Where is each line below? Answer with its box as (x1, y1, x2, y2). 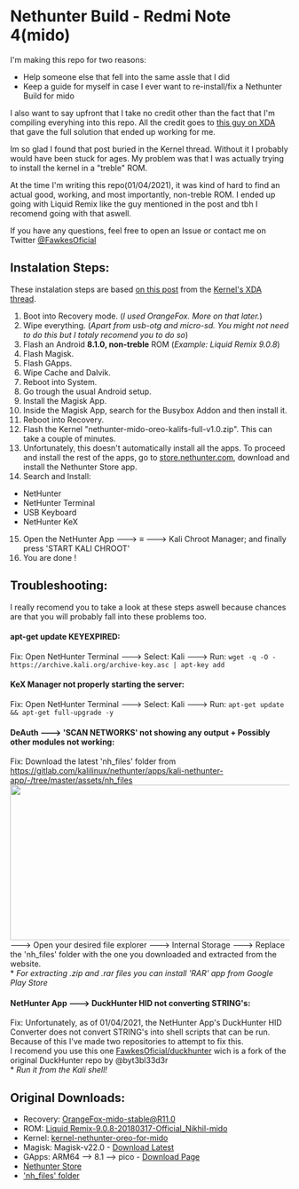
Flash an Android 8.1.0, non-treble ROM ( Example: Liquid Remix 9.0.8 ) (22, 339, 280, 350)
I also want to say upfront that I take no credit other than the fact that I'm (10, 107, 276, 118)
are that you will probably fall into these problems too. (10, 610, 207, 622)
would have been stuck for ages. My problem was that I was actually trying (10, 153, 285, 163)
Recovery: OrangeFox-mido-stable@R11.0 (22, 1114, 176, 1124)
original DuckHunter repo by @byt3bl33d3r (10, 1055, 169, 1066)
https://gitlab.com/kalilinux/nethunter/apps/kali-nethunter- (10, 766, 224, 776)
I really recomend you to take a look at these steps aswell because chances (10, 602, 287, 612)
